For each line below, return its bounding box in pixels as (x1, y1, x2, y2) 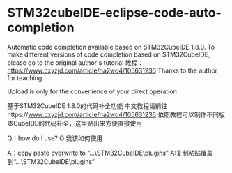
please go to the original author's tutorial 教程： (7, 58, 144, 67)
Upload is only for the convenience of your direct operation (7, 87, 178, 96)
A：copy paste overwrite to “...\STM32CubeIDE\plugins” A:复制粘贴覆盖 (7, 149, 213, 157)
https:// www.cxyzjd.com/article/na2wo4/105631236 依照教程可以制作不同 (7, 110, 219, 119)
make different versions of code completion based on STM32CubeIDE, (7, 50, 210, 59)
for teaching (7, 73, 42, 82)
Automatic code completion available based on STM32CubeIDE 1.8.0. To (7, 43, 215, 51)
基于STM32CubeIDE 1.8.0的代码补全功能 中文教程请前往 (7, 101, 168, 110)
